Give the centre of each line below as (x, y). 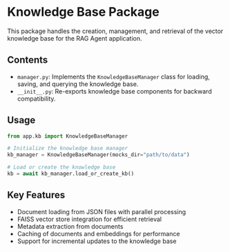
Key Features (36, 195)
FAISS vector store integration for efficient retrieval (89, 219)
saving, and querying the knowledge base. (78, 84)
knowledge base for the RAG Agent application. (75, 38)
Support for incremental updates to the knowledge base (97, 241)
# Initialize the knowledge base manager (68, 149)
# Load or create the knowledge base (61, 167)
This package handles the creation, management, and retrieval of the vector (115, 31)
